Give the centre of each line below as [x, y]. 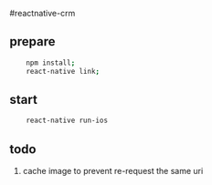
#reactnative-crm [42, 13]
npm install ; [51, 63]
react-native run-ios [67, 121]
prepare [32, 41]
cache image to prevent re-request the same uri [113, 171]
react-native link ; [63, 71]
